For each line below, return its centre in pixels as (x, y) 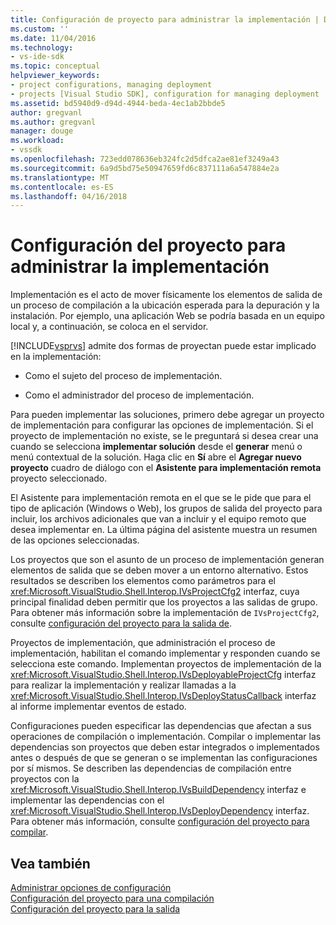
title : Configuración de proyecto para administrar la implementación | (165, 19)
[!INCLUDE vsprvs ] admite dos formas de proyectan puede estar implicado (163, 346)
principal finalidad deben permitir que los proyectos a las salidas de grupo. (164, 602)
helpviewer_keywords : (55, 76)
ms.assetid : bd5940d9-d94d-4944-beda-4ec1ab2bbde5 (118, 103)
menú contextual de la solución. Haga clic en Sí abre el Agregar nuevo (156, 457)
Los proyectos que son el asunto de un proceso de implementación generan (167, 560)
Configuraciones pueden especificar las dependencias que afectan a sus (161, 726)
